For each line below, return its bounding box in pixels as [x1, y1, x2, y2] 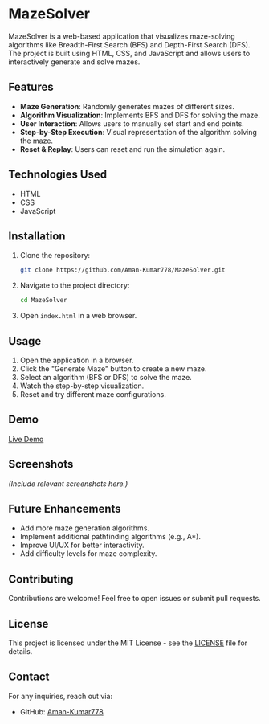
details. [8, 647, 33, 656]
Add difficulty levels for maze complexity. [19, 549, 157, 558]
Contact [8, 670, 50, 684]
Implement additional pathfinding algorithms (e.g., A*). [19, 532, 201, 542]
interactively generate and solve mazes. [8, 57, 141, 67]
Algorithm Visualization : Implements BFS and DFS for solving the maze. [19, 110, 261, 120]
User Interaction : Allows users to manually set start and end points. [19, 118, 245, 129]
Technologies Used [8, 168, 107, 182]
